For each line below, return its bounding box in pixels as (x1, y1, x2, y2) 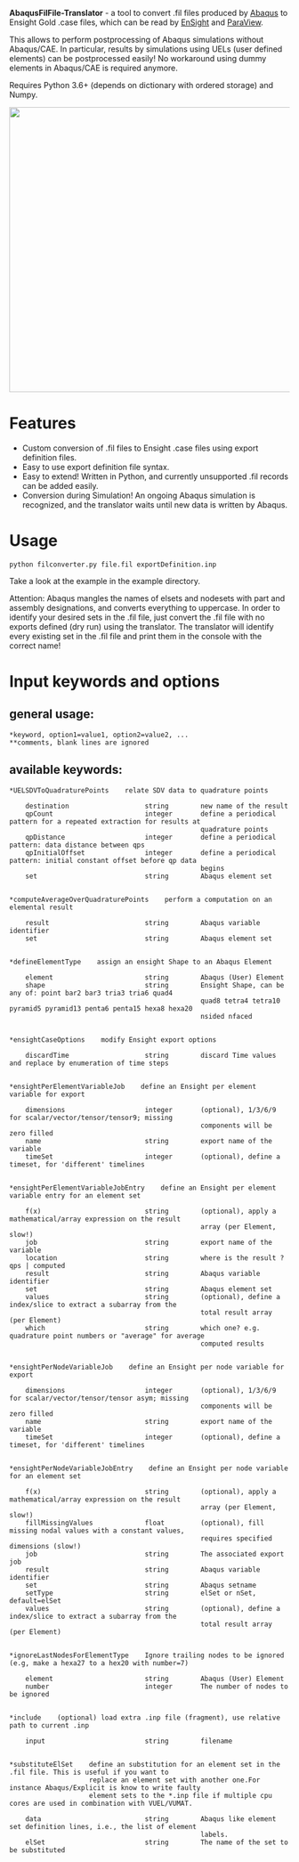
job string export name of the (25, 1238, 273, 1247)
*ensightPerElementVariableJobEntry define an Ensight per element (9, 1183, 277, 1192)
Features (9, 413, 77, 434)
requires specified (199, 1533, 273, 1543)
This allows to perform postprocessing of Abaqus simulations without (9, 35, 264, 45)
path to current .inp (9, 1720, 90, 1730)
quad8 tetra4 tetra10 (199, 996, 280, 1005)
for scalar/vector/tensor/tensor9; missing (9, 1113, 174, 1122)
